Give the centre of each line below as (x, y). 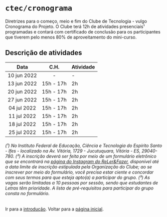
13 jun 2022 (22, 83)
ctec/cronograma (39, 8)
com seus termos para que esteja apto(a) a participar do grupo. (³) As (78, 177)
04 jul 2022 (22, 107)
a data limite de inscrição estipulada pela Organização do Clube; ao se (79, 167)
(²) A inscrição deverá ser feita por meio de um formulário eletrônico (86, 156)
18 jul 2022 (22, 124)
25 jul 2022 (22, 132)
